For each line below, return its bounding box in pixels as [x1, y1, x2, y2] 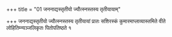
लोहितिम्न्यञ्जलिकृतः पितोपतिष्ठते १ [6, 24, 72, 31]
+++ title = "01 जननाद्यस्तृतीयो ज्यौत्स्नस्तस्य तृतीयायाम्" [6, 6, 121, 13]
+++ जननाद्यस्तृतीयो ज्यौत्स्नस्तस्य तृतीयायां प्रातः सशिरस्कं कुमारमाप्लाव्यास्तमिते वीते [6, 18, 166, 24]
